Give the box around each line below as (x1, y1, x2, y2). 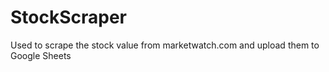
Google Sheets (10, 49, 72, 61)
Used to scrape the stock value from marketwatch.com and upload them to (10, 39, 320, 51)
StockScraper (10, 6, 128, 29)
